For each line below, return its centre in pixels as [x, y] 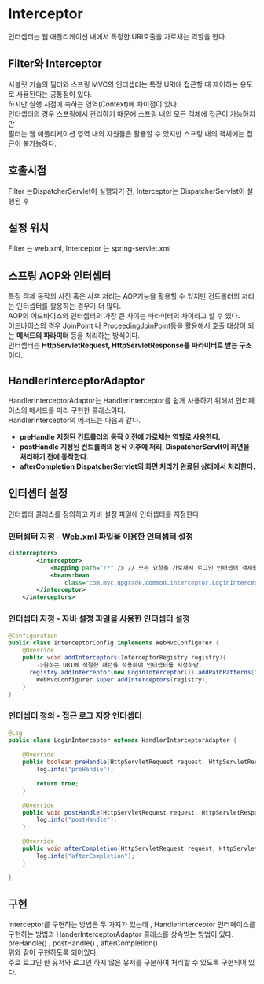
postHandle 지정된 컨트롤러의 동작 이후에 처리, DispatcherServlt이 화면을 [134, 447]
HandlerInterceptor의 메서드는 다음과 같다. [75, 420]
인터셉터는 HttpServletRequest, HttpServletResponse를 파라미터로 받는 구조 [130, 345]
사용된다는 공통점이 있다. [54, 94]
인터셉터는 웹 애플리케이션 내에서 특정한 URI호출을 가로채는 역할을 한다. [118, 36]
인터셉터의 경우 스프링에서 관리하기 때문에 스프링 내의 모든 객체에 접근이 [118, 113]
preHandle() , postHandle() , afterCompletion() [83, 943]
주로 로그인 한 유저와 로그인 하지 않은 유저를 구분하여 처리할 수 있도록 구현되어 [128, 963]
